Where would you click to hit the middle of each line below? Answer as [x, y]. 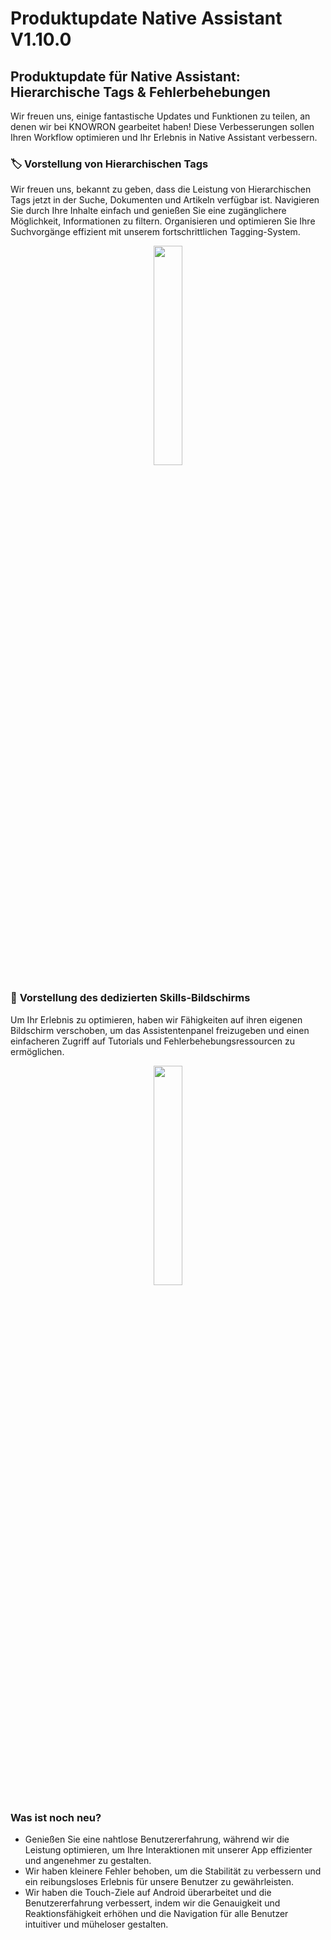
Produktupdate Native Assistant [146, 18]
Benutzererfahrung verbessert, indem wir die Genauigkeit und [152, 1903]
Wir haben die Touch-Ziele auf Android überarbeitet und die [148, 1892]
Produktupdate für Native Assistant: [125, 76]
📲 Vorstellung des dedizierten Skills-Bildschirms [130, 998]
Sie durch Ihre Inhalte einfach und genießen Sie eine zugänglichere [148, 211]
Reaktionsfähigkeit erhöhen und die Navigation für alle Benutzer [156, 1913]
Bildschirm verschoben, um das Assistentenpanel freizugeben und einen [160, 1030]
